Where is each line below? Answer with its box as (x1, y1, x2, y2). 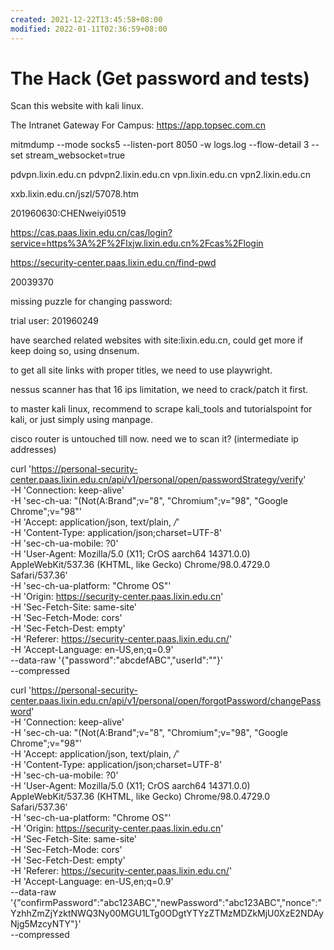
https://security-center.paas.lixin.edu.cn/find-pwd (10, 257, 217, 269)
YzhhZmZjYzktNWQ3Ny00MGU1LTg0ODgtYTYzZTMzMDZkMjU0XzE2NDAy (10, 907, 324, 920)
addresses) (10, 444, 57, 456)
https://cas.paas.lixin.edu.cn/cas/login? (10, 227, 173, 239)
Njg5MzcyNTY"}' (10, 918, 82, 930)
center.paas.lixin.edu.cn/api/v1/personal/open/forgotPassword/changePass (10, 695, 322, 707)
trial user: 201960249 (10, 315, 99, 327)
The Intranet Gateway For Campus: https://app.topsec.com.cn (10, 119, 267, 131)
